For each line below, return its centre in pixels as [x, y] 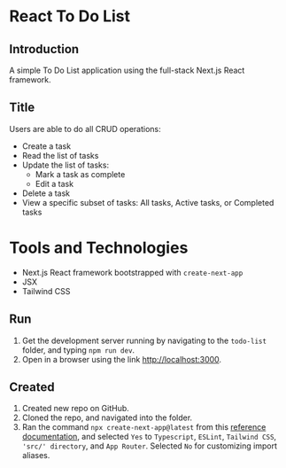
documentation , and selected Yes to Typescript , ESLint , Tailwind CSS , [149, 437]
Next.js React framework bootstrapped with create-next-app [132, 272]
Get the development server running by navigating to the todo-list [144, 340]
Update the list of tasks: [65, 165]
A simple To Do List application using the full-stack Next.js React [127, 70]
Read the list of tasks [60, 155]
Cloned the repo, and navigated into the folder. [107, 417]
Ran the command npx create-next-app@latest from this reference [144, 427]
